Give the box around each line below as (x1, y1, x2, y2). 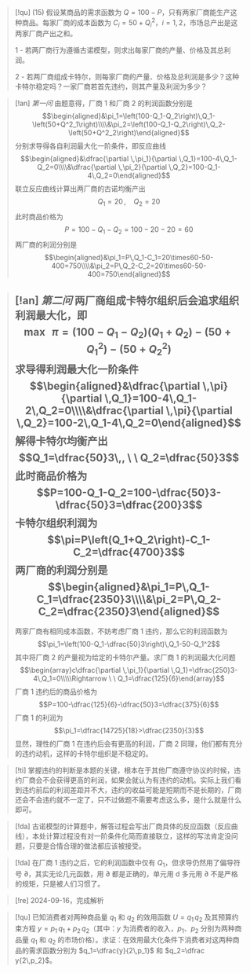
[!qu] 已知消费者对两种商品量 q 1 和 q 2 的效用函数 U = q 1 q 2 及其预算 (14, 912, 232, 923)
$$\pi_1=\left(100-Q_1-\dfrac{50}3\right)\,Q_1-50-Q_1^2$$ (37, 640, 220, 649)
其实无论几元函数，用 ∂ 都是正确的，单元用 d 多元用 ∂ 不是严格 (34, 869, 238, 879)
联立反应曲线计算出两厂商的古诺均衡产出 (14, 184, 146, 193)
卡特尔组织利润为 (14, 516, 98, 530)
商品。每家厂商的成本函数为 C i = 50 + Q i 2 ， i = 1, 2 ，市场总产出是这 (21, 17, 238, 29)
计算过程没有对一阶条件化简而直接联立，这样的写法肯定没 (45, 832, 232, 841)
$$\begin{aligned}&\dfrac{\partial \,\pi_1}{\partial (20, 154, 178, 163)
